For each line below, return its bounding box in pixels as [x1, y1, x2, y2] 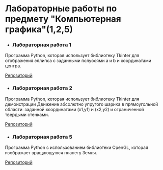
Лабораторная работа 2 [12, 85, 73, 91]
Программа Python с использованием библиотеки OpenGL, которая [5, 144, 148, 150]
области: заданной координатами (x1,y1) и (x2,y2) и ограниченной [5, 106, 144, 112]
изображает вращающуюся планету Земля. [5, 150, 97, 156]
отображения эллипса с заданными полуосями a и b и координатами [5, 57, 151, 64]
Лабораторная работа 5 [12, 133, 73, 140]
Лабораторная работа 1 [12, 41, 72, 48]
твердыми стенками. [5, 112, 49, 117]
